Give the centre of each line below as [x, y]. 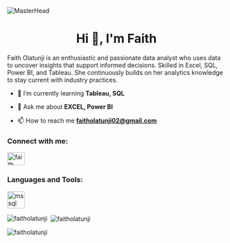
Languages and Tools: [45, 180]
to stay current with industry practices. [62, 80]
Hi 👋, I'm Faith [116, 39]
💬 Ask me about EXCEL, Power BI [65, 107]
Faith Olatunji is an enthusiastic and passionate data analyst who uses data [114, 57]
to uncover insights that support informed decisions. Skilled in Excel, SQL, [113, 65]
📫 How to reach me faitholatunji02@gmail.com [87, 120]
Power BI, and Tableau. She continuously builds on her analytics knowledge [115, 72]
